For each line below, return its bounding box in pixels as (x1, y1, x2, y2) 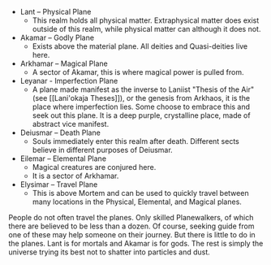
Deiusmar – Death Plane (19, 128, 101, 137)
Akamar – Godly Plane (19, 33, 95, 42)
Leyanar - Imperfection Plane (19, 76, 118, 85)
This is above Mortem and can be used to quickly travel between (32, 189, 249, 198)
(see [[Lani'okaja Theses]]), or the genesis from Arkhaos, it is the (32, 93, 250, 102)
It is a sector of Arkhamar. (32, 171, 119, 180)
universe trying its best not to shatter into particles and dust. (8, 247, 211, 257)
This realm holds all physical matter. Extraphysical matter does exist (32, 15, 260, 25)
